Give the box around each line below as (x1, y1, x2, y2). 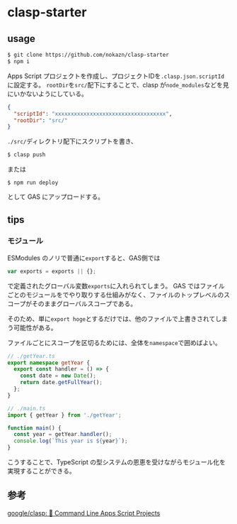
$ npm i (7, 58, 30, 65)
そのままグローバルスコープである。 (31, 299, 137, 307)
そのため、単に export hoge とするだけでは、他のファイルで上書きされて (7, 314, 216, 323)
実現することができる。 (7, 466, 76, 476)
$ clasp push (7, 151, 46, 158)
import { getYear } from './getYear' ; (7, 411, 122, 419)
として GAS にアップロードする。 (7, 192, 105, 201)
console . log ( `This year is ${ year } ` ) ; (13, 437, 129, 444)
